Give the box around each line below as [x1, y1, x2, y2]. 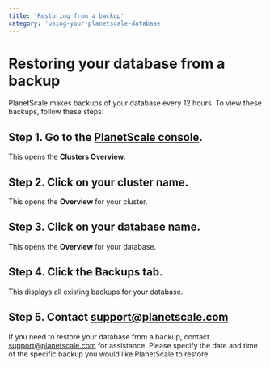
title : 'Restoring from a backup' [8, 11, 125, 20]
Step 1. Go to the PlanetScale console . [8, 130, 204, 144]
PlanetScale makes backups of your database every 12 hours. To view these [8, 98, 263, 108]
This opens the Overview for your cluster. [8, 197, 148, 207]
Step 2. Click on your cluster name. [8, 175, 188, 189]
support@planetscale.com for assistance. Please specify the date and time [8, 340, 259, 350]
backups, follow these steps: [8, 107, 104, 117]
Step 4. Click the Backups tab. [8, 265, 163, 280]
